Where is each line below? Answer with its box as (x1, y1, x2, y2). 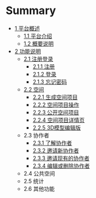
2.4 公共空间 (23, 169, 55, 177)
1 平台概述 (14, 24, 40, 32)
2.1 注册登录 (23, 55, 53, 62)
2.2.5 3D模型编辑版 (32, 123, 81, 131)
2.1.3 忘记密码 (32, 78, 67, 86)
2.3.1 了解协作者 (32, 139, 72, 147)
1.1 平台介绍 (23, 32, 52, 40)
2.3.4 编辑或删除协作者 (32, 162, 90, 169)
